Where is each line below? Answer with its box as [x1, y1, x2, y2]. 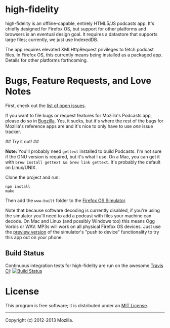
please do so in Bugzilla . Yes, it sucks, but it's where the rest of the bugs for [5, 118, 163, 124]
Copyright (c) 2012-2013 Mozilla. [5, 317, 73, 323]
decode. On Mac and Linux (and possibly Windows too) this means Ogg [5, 218, 155, 224]
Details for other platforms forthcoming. [5, 57, 88, 63]
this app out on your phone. [5, 234, 63, 240]
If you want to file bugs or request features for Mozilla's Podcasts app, [5, 112, 152, 118]
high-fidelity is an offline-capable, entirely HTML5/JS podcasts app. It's [5, 20, 155, 26]
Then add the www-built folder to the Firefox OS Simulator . [5, 197, 126, 204]
